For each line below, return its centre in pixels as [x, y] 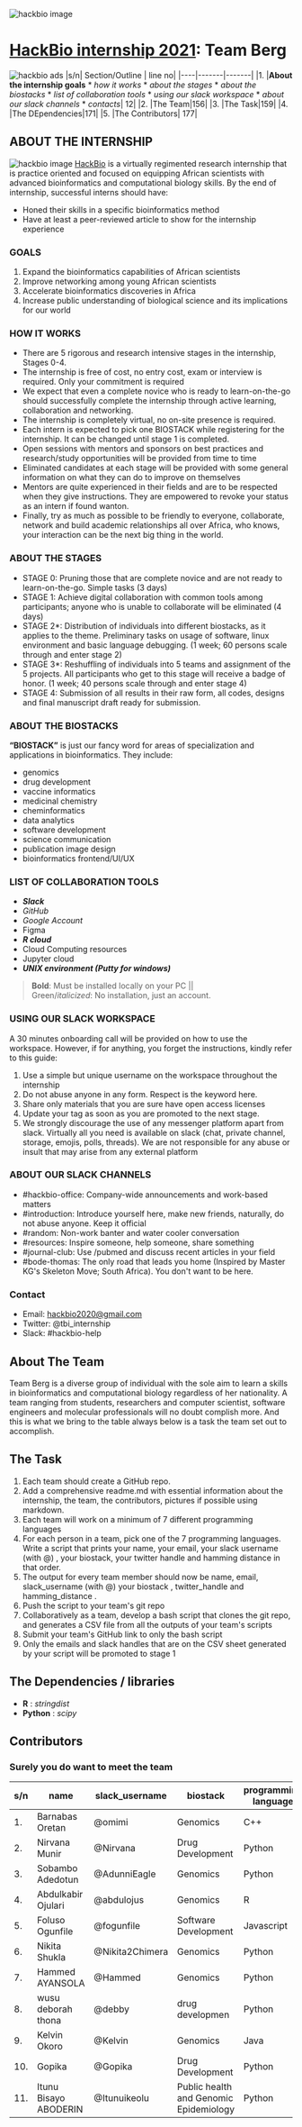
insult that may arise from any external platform [110, 1151]
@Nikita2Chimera [131, 1952]
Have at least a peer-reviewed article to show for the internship [139, 219]
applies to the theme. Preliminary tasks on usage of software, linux [146, 635]
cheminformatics [53, 810]
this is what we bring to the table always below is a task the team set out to [148, 1421]
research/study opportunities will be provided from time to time [139, 459]
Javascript [266, 1926]
